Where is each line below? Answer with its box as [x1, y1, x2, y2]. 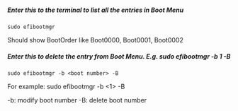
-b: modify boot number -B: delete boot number [7, 95, 147, 104]
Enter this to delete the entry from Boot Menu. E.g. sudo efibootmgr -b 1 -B [7, 52, 231, 60]
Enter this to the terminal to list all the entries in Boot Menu [7, 6, 184, 14]
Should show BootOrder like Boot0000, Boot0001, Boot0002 [7, 35, 184, 44]
